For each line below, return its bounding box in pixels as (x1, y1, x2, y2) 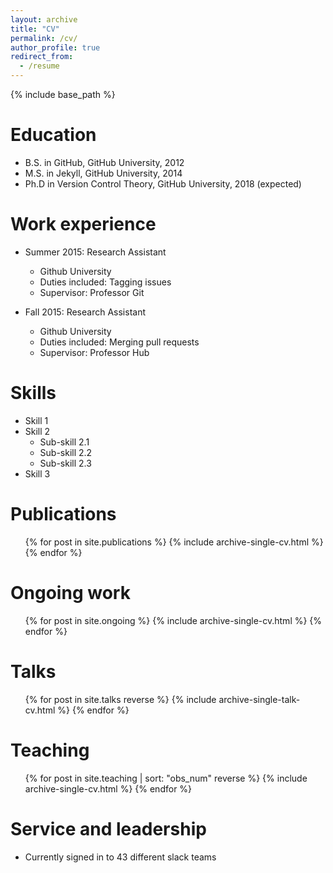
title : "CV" (10, 24, 60, 34)
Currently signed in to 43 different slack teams (24, 851, 217, 863)
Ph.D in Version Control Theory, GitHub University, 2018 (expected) (24, 177, 302, 190)
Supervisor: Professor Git (39, 286, 145, 298)
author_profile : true (10, 42, 101, 53)
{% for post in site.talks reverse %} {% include (24, 693, 217, 705)
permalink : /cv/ (10, 33, 78, 43)
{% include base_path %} (10, 89, 116, 100)
